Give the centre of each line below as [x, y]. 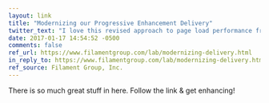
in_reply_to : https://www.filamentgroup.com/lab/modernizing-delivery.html [137, 61]
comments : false [35, 46]
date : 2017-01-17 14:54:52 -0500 [64, 38]
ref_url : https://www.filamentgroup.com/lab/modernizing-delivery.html [130, 53]
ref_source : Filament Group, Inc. [66, 68]
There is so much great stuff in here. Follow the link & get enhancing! [122, 90]
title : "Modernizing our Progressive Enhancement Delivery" [111, 23]
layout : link [30, 16]
